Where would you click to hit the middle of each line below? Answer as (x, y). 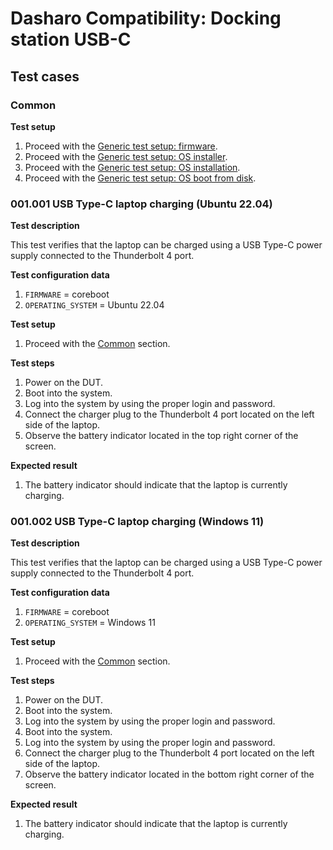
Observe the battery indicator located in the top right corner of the (161, 436)
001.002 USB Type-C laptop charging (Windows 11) (137, 522)
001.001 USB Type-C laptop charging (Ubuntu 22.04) (141, 204)
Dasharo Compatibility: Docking (146, 18)
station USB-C (71, 39)
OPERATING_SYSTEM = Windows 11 (90, 623)
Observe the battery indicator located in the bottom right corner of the (169, 774)
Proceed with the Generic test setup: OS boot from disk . (140, 178)
